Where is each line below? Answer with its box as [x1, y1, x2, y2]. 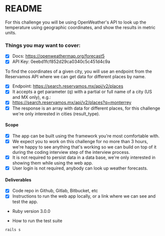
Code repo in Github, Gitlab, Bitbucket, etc [12, 188, 99, 194]
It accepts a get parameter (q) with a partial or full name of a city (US [12, 89, 153, 95]
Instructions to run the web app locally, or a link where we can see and [12, 193, 156, 199]
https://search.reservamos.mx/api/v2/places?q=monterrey [12, 99, 132, 106]
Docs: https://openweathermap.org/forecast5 [12, 53, 105, 59]
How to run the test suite [12, 218, 63, 224]
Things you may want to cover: [5, 42, 81, 49]
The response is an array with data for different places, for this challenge [12, 105, 161, 111]
